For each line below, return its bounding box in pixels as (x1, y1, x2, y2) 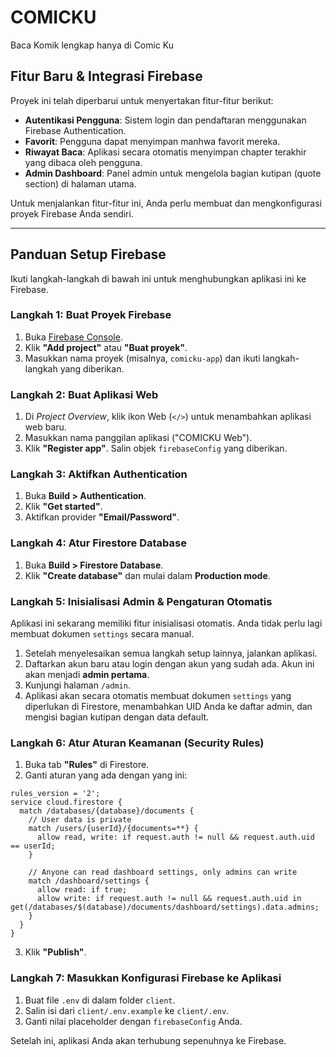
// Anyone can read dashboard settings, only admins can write (28, 867, 298, 878)
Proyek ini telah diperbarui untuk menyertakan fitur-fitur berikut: (10, 94, 274, 106)
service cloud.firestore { (10, 797, 123, 808)
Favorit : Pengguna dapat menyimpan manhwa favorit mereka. (24, 135, 281, 147)
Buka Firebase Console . (24, 331, 123, 343)
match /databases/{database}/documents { (19, 806, 195, 816)
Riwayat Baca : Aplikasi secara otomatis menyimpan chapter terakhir (24, 146, 307, 158)
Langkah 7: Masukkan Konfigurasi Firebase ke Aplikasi (10, 971, 282, 985)
